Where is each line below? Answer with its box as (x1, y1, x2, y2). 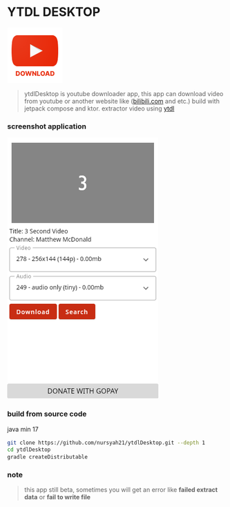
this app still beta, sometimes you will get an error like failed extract (23, 486, 218, 494)
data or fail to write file (23, 493, 91, 501)
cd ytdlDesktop (7, 446, 51, 453)
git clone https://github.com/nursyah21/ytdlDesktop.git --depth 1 (7, 439, 206, 446)
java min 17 (7, 425, 39, 433)
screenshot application (7, 122, 86, 131)
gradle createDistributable (7, 454, 88, 461)
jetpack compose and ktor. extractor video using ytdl (23, 104, 175, 113)
